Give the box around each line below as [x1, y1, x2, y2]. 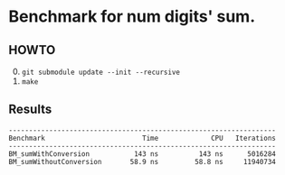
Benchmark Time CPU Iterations [8, 134, 277, 143]
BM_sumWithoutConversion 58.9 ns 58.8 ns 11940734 [8, 157, 277, 166]
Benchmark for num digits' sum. [8, 6, 256, 27]
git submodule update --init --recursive [21, 68, 180, 77]
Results [8, 102, 52, 117]
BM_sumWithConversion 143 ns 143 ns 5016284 [8, 149, 277, 159]
